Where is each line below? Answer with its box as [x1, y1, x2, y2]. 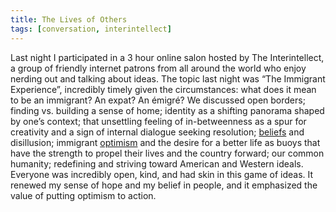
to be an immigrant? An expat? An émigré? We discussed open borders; [10, 94, 306, 106]
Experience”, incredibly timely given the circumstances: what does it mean [10, 83, 317, 95]
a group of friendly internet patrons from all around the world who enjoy [10, 62, 307, 74]
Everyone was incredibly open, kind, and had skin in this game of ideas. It [10, 168, 314, 180]
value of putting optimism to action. [10, 189, 157, 201]
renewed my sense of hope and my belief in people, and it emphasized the [10, 179, 318, 191]
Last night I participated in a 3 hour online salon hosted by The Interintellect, [10, 51, 325, 63]
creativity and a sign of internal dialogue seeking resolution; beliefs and [10, 126, 305, 138]
